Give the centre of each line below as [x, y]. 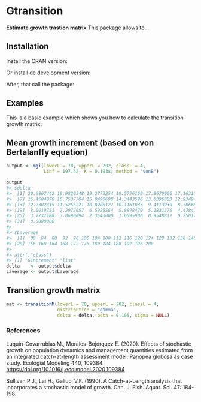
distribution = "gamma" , [88, 310]
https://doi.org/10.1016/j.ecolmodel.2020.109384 [66, 369]
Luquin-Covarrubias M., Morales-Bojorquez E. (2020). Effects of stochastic [99, 344]
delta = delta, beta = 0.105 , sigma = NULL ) [113, 315]
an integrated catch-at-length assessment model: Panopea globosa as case [100, 356]
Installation [28, 46]
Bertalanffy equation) [47, 152]
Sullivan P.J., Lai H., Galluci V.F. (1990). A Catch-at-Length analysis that [94, 381]
